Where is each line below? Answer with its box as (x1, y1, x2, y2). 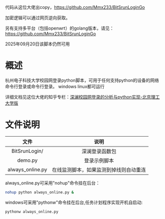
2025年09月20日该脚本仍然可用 (5, 41, 70, 47)
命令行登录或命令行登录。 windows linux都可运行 (5, 83, 105, 89)
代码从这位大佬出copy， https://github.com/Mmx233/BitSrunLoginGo (5, 4, 145, 10)
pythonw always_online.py (5, 209, 58, 214)
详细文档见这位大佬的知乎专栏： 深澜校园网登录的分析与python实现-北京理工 (5, 94, 160, 100)
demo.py (17, 157, 38, 164)
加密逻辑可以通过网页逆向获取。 (5, 15, 70, 21)
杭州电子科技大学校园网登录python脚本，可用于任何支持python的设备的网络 (5, 77, 159, 83)
